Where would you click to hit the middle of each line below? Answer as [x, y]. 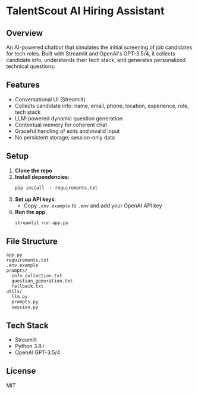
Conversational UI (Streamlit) [50, 99]
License [21, 371]
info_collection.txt [37, 276]
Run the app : [31, 212]
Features [23, 85]
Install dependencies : [42, 176]
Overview [25, 33]
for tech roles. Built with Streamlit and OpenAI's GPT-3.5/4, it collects [91, 54]
